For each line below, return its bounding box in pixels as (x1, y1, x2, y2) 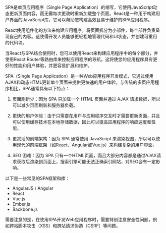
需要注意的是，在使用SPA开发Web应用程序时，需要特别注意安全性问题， (5, 217, 153, 222)
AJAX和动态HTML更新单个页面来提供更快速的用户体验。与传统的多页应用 (5, 79, 155, 85)
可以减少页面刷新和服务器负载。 (12, 102, 78, 108)
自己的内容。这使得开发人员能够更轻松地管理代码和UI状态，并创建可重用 (9, 34, 158, 39)
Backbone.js (12, 206, 38, 212)
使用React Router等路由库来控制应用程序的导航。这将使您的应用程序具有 (5, 57, 153, 62)
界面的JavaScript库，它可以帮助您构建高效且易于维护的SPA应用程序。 (9, 17, 153, 22)
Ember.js (12, 201, 31, 207)
